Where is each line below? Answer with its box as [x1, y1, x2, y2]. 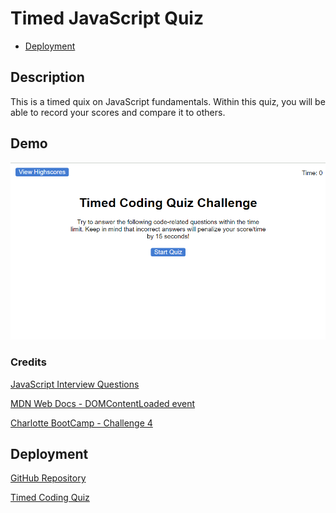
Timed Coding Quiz [10, 492, 90, 504]
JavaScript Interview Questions [10, 378, 140, 390]
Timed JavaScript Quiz [10, 7, 204, 30]
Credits [10, 355, 47, 369]
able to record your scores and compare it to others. [10, 106, 226, 118]
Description [10, 69, 85, 86]
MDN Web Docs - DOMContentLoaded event [10, 397, 196, 409]
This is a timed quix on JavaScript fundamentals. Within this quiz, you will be [10, 95, 326, 107]
